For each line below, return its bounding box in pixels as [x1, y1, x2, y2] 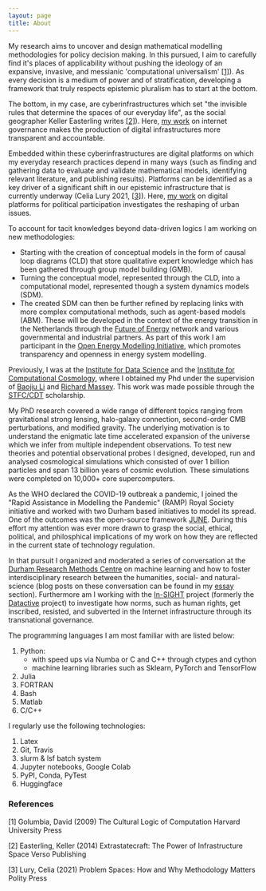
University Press [8, 825, 62, 835]
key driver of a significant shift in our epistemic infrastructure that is [8, 182, 231, 192]
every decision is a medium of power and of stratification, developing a [8, 75, 241, 85]
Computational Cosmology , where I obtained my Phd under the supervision [8, 373, 255, 383]
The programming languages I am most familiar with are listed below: [8, 630, 235, 640]
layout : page [8, 11, 52, 20]
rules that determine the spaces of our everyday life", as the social [8, 107, 226, 117]
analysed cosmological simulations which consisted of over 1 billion [8, 456, 229, 466]
